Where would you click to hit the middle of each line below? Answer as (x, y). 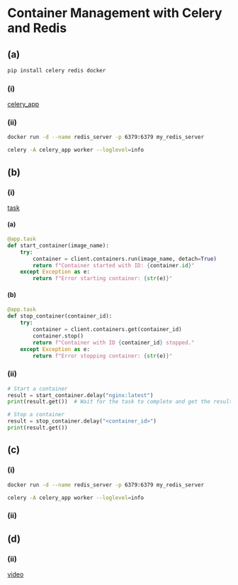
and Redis (37, 28)
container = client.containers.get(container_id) (107, 330)
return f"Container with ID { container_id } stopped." (114, 342)
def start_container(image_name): (58, 245)
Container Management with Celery (115, 13)
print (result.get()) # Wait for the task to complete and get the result (120, 402)
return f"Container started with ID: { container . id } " (114, 265)
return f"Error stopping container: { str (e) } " (103, 356)
